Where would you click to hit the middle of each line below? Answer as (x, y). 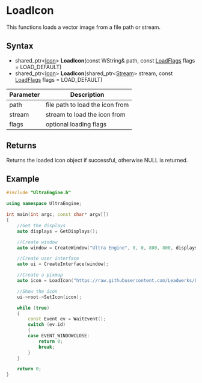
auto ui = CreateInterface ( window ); (63, 264)
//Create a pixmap (40, 275)
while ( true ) (33, 308)
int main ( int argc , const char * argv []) (58, 215)
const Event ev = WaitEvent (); (67, 319)
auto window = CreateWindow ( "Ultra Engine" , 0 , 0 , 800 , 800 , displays (107, 248)
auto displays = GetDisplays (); (57, 231)
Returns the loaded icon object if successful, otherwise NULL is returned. (97, 160)
